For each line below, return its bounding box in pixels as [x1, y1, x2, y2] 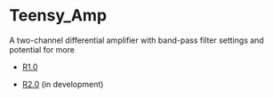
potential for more [9, 44, 76, 54]
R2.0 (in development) [21, 78, 104, 89]
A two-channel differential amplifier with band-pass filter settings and [9, 35, 264, 45]
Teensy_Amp [9, 5, 108, 26]
